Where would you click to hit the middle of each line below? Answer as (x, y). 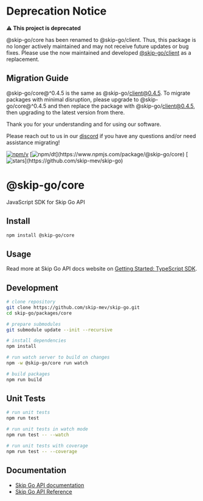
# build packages (28, 374)
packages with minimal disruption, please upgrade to (73, 99)
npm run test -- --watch (38, 435)
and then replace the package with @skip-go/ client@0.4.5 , (122, 106)
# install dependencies (36, 341)
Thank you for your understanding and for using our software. (84, 124)
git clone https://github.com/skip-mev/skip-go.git (73, 307)
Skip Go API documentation (50, 485)
